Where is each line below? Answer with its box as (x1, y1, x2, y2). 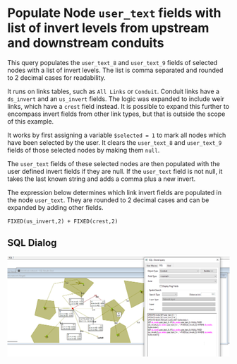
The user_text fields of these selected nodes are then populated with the (7, 159, 220, 168)
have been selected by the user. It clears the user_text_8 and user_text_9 (7, 138, 222, 146)
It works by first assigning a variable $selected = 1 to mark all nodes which (7, 131, 226, 139)
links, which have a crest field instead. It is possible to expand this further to (7, 102, 230, 110)
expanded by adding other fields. (7, 203, 104, 211)
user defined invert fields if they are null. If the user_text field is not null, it (7, 167, 223, 175)
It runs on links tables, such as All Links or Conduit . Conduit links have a (7, 87, 220, 95)
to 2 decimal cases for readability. (7, 73, 106, 82)
